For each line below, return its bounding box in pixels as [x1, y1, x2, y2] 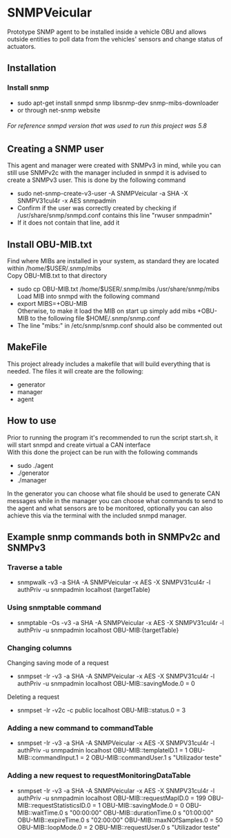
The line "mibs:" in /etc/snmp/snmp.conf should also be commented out [17, 322, 223, 330]
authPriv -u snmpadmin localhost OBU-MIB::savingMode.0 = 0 [17, 679, 195, 687]
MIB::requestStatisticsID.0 [17, 801, 91, 809]
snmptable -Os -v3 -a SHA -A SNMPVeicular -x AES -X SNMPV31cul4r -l [17, 618, 224, 626]
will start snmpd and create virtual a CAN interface [7, 440, 151, 449]
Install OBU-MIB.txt [7, 238, 92, 250]
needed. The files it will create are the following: [7, 367, 143, 375]
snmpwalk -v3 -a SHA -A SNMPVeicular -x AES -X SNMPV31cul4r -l [17, 578, 211, 586]
